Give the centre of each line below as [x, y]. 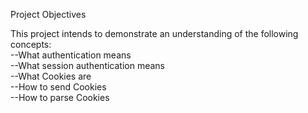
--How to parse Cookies [60, 97]
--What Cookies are [51, 76]
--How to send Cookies [58, 87]
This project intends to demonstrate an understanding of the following [154, 33]
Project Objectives [48, 14]
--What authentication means [71, 55]
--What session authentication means [88, 65]
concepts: [31, 44]
